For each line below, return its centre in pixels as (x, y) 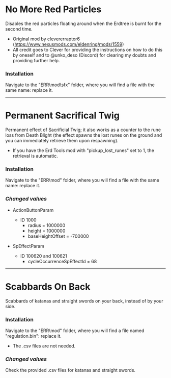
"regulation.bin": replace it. (34, 336)
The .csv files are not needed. (44, 346)
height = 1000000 (47, 231)
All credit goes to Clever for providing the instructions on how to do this (88, 49)
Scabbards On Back (48, 286)
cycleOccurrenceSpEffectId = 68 (62, 261)
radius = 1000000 (46, 225)
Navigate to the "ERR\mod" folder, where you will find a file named (75, 331)
